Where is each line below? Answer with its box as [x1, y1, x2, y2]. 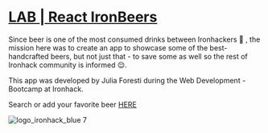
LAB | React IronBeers [8, 8, 158, 26]
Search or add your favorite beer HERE [8, 99, 137, 109]
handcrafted [8, 51, 49, 61]
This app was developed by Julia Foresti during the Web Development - [8, 75, 246, 85]
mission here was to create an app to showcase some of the [8, 42, 208, 52]
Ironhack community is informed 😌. [8, 60, 127, 70]
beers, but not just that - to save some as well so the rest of [50, 51, 248, 61]
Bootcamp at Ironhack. [8, 84, 84, 94]
